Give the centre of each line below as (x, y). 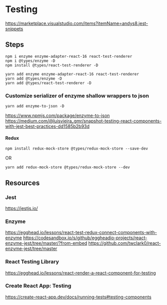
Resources (23, 183)
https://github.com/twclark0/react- (124, 243)
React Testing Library (32, 262)
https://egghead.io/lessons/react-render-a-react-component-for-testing (80, 273)
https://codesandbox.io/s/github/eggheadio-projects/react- (85, 238)
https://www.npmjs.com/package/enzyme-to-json (58, 116)
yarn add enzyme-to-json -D (35, 106)
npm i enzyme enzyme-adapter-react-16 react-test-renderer (69, 56)
